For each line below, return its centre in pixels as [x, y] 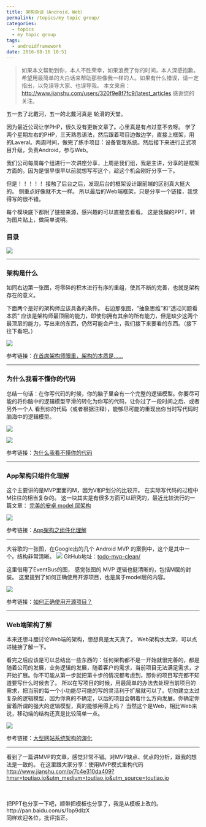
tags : [13, 40]
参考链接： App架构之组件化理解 [47, 530]
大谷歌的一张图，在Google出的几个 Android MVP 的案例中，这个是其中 [96, 549]
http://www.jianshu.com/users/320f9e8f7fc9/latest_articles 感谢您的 [108, 93]
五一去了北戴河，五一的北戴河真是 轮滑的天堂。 [66, 113]
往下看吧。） [21, 331]
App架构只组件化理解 [38, 476]
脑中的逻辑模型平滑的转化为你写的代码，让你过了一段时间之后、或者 [113, 401]
